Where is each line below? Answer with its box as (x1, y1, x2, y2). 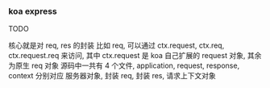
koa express (8, 6, 58, 17)
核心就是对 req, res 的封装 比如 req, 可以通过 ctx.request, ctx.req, (8, 40, 225, 50)
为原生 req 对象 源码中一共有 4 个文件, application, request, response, (8, 61, 240, 70)
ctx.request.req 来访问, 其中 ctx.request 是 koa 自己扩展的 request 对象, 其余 (8, 51, 262, 61)
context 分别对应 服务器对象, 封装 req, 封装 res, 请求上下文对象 (8, 71, 216, 81)
